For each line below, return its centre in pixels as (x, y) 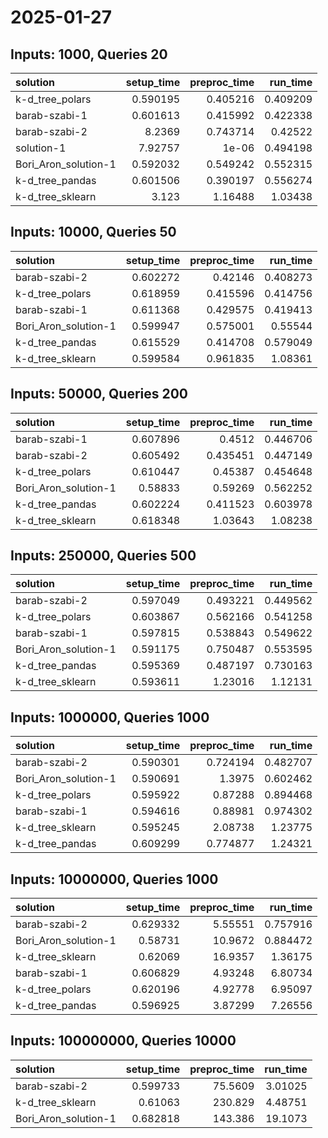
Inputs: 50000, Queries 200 (99, 394)
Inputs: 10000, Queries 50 (93, 232)
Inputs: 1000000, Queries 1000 (110, 717)
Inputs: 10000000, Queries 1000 (114, 879)
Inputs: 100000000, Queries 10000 (123, 1041)
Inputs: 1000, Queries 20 (89, 54)
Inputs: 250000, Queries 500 (103, 556)
